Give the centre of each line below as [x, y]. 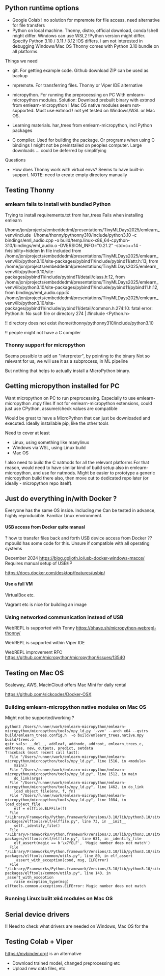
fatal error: [142, 308]
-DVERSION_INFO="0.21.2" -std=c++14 [98, 245]
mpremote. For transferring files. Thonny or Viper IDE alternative [77, 85]
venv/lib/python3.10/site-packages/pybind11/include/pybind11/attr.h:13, [76, 261]
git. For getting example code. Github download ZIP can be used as [80, 70]
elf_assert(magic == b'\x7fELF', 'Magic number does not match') [82, 843]
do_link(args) [28, 779]
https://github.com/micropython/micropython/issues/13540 [65, 658]
